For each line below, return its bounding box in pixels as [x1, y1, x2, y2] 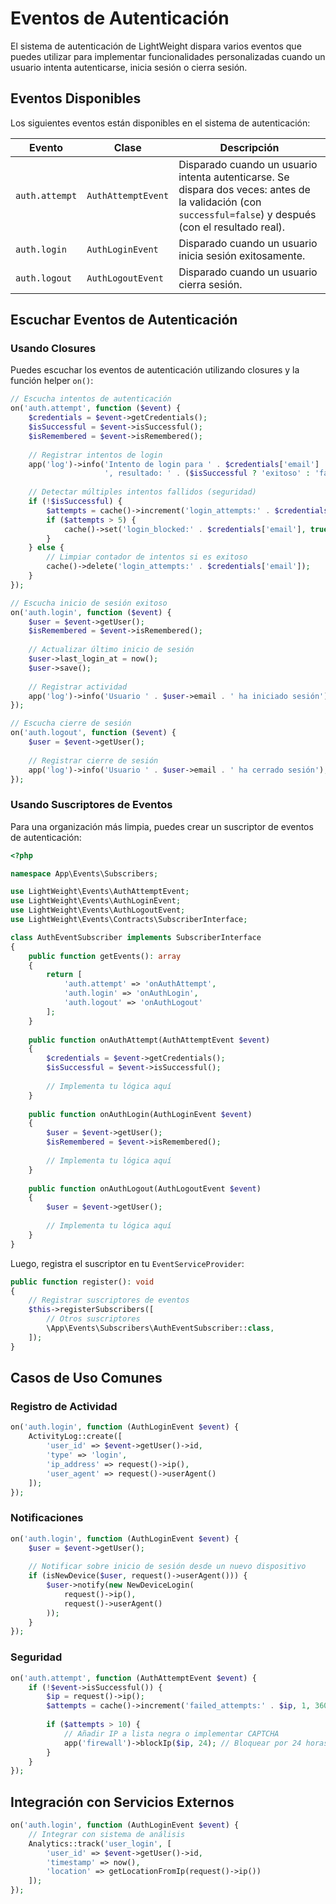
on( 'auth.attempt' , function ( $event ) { [10, 403, 182, 414]
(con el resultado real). [178, 220, 286, 234]
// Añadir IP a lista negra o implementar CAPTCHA [63, 1728, 280, 1739]
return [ [46, 970, 83, 980]
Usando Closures [10, 342, 97, 356]
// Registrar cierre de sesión [28, 755, 159, 766]
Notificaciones [10, 1511, 84, 1525]
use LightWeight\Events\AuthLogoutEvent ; [10, 905, 186, 916]
